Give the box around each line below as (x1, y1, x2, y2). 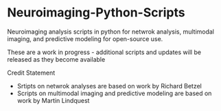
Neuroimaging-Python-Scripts (7, 5, 185, 21)
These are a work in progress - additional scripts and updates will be (7, 48, 201, 56)
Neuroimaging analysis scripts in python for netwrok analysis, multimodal (7, 27, 215, 36)
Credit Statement (7, 69, 56, 77)
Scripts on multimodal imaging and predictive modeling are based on (16, 89, 212, 97)
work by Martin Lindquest (16, 96, 90, 104)
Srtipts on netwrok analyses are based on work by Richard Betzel (16, 82, 202, 90)
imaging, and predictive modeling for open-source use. (7, 34, 163, 42)
